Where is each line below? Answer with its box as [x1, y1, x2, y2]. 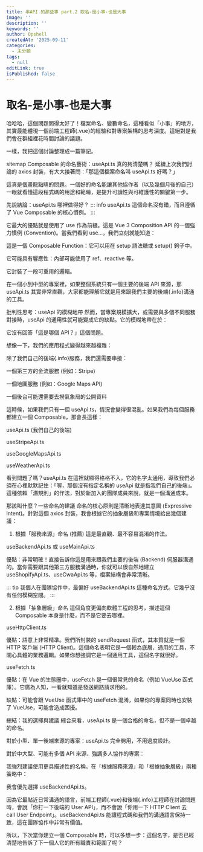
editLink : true [6, 65, 45, 71]
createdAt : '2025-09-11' [6, 37, 69, 43]
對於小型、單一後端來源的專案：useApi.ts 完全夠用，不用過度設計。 [6, 737, 174, 744]
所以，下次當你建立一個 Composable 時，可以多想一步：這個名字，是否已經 [6, 831, 195, 839]
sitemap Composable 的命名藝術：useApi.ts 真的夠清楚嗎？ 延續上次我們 [6, 161, 187, 168]
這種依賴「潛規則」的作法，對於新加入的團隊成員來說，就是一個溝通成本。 [6, 489, 192, 497]
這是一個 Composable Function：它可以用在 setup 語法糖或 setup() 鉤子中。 [6, 242, 196, 250]
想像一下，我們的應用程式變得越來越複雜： [6, 342, 112, 349]
